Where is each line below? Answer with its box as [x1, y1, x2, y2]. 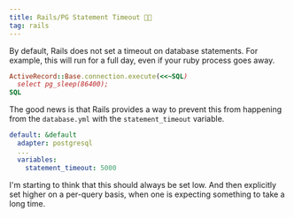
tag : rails [9, 21, 50, 30]
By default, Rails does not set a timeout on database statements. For [9, 45, 259, 56]
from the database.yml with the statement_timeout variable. [9, 114, 225, 124]
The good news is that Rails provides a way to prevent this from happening [9, 104, 282, 115]
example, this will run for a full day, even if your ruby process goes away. [9, 55, 275, 65]
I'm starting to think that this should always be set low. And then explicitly [9, 179, 277, 190]
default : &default [9, 131, 77, 139]
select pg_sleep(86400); [17, 80, 109, 89]
